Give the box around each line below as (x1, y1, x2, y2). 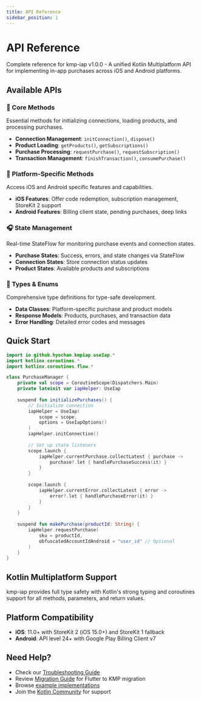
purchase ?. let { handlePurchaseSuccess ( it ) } (49, 459, 167, 465)
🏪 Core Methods (6, 103, 55, 111)
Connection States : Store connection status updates (15, 258, 148, 265)
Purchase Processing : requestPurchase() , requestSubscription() (15, 148, 180, 156)
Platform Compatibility (6, 612, 94, 623)
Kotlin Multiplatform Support (6, 572, 117, 582)
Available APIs (6, 85, 62, 95)
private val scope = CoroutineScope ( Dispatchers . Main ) (17, 380, 159, 386)
